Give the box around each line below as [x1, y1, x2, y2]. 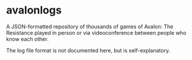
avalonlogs [6, 4, 62, 17]
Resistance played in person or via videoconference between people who [6, 29, 187, 36]
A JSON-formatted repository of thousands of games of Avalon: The [6, 23, 174, 30]
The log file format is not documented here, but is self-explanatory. [6, 46, 171, 54]
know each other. [6, 35, 49, 42]
